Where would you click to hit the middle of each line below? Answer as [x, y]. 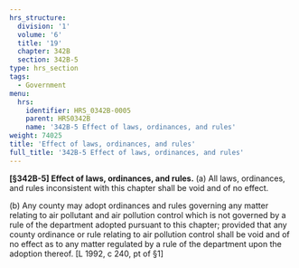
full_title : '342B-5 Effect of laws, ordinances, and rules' [127, 152]
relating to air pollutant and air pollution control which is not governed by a [148, 215]
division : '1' [44, 26]
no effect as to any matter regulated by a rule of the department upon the [145, 244]
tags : [19, 77]
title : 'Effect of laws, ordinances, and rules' [103, 144]
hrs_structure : [38, 18]
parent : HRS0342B [58, 119]
